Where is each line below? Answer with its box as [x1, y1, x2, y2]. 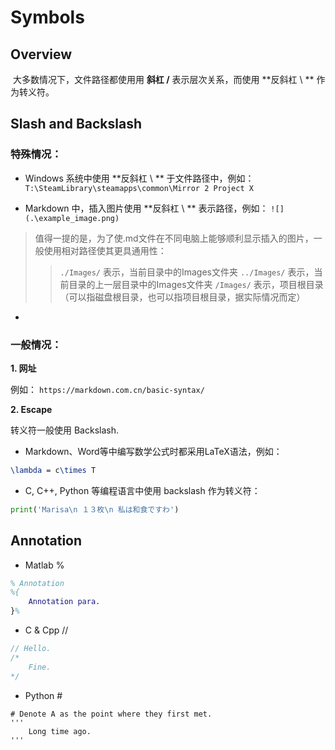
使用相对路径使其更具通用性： [43, 244, 167, 256]
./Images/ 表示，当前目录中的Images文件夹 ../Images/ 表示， [59, 266, 315, 278]
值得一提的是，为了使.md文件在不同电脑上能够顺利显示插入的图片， [34, 232, 314, 244]
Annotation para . [28, 597, 101, 607]
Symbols [10, 6, 85, 29]
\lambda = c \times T [10, 465, 97, 475]
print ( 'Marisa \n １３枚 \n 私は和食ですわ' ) [10, 504, 180, 515]
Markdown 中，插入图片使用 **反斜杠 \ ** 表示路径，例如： [24, 202, 269, 214]
